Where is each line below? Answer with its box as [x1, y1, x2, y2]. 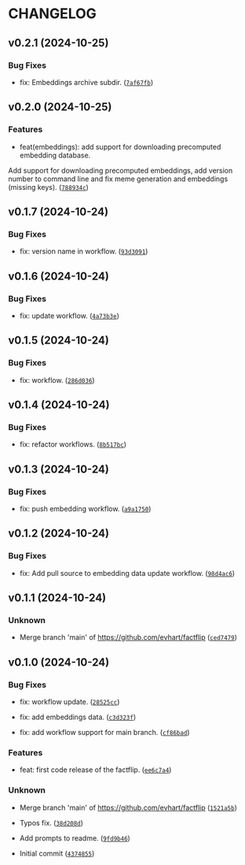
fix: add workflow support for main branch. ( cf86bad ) [19, 728, 190, 737]
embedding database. [19, 150, 91, 160]
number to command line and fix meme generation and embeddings [8, 174, 229, 184]
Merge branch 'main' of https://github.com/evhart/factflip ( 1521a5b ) [19, 803, 238, 812]
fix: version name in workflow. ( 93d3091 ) [19, 247, 148, 256]
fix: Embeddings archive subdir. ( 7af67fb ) [19, 77, 154, 87]
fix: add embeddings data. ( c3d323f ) [19, 712, 137, 722]
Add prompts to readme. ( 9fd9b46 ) [19, 833, 131, 843]
